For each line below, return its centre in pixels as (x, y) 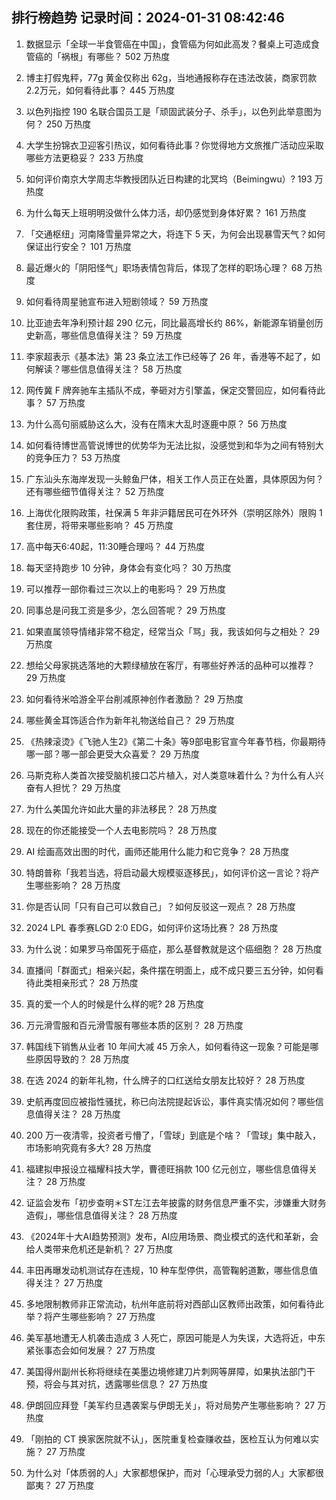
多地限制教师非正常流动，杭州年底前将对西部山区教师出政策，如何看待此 (174, 1304)
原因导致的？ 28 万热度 (82, 1059)
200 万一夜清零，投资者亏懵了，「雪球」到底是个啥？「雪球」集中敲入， (173, 1135)
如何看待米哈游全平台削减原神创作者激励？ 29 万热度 (134, 699)
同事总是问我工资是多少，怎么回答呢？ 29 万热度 (125, 610)
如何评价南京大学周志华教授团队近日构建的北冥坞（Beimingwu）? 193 (169, 179)
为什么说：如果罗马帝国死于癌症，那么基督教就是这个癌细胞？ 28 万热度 (174, 949)
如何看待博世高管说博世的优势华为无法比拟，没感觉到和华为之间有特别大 (174, 445)
